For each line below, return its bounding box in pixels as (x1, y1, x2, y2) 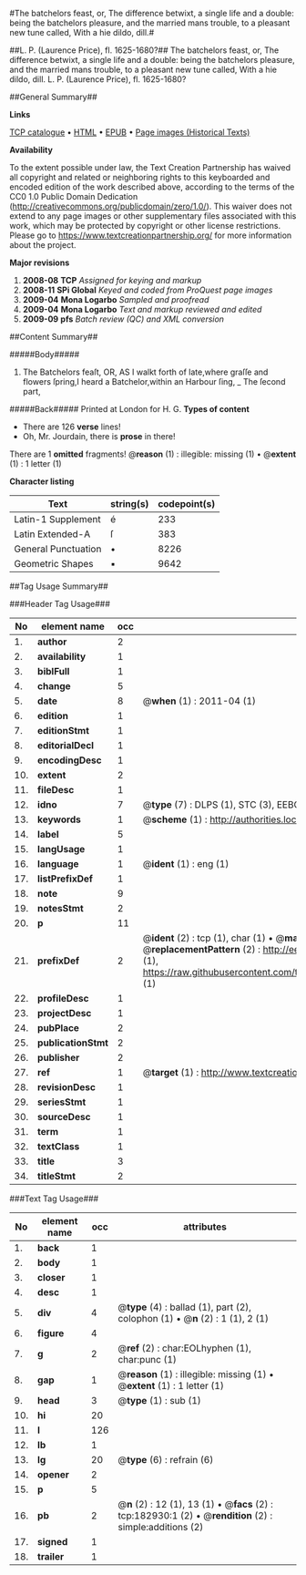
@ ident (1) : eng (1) (142, 858, 229, 870)
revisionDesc (37, 1081, 96, 1093)
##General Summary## (9, 91, 97, 102)
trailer (37, 1550, 65, 1562)
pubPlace (37, 1022, 80, 1034)
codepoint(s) (158, 498, 216, 510)
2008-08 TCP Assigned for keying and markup (22, 275, 202, 285)
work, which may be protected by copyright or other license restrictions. (9, 221, 280, 231)
